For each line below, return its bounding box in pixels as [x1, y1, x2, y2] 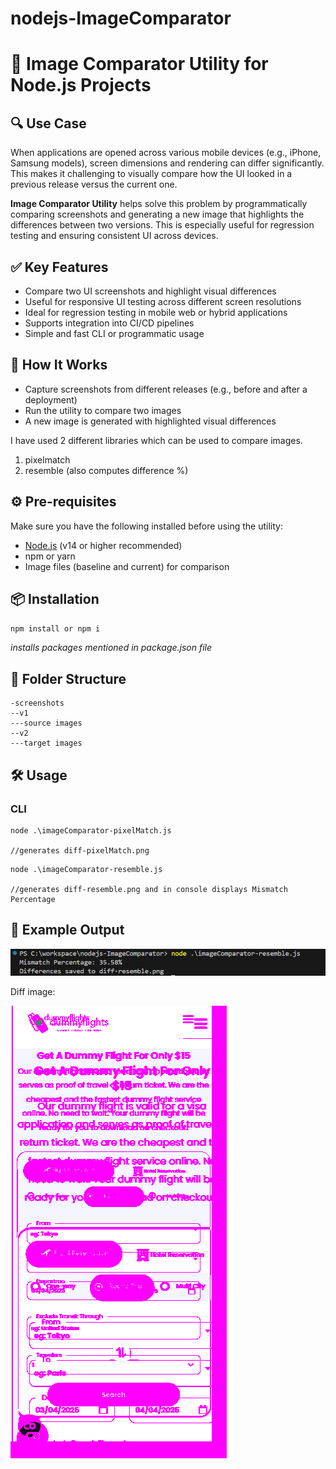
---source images [10, 718, 83, 729]
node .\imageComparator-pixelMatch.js [10, 825, 172, 836]
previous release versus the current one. [10, 178, 178, 191]
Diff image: [10, 986, 56, 998]
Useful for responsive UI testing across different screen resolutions [24, 296, 302, 307]
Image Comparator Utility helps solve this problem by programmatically [10, 198, 308, 210]
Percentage [10, 894, 56, 904]
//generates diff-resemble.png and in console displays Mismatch [10, 884, 288, 894]
